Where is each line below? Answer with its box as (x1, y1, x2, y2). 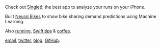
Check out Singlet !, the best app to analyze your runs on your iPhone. (5, 4, 146, 10)
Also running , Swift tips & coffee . (5, 28, 72, 33)
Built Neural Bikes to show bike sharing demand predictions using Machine (5, 14, 157, 19)
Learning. (5, 19, 25, 24)
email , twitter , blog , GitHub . (5, 37, 60, 43)
